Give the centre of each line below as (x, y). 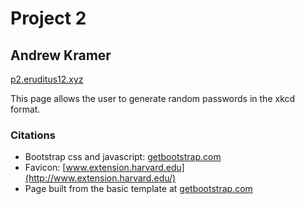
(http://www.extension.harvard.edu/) (100, 178)
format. (25, 109)
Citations (33, 135)
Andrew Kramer (61, 55)
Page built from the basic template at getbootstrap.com (138, 189)
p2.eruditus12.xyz (47, 79)
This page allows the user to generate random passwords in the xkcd (153, 98)
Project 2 (48, 18)
